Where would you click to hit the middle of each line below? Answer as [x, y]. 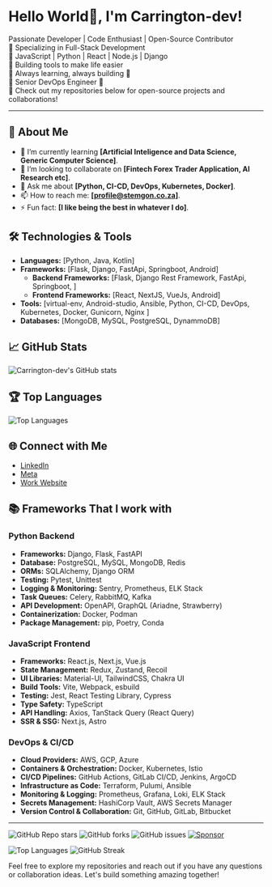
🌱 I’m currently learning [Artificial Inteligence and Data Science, [128, 151]
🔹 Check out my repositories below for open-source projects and [117, 90]
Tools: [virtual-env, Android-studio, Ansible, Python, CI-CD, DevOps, [135, 303]
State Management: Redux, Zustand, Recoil [93, 669]
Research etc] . [45, 177]
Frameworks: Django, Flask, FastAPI [81, 554]
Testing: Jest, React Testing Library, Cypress [96, 695]
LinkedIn [34, 465]
